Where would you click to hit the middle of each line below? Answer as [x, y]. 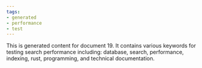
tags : [13, 12]
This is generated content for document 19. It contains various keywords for [101, 46]
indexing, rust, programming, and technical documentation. [81, 58]
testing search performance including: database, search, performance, [95, 52]
